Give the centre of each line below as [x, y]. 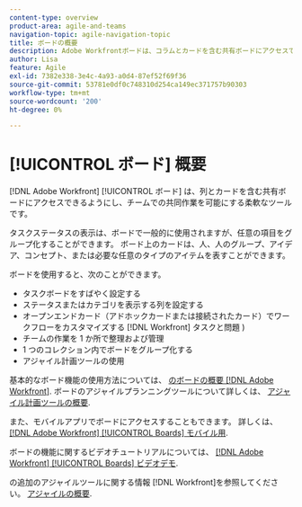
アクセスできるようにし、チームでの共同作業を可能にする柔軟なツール [162, 202]
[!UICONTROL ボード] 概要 [108, 165]
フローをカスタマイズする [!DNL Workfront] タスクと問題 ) [138, 327]
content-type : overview [54, 18]
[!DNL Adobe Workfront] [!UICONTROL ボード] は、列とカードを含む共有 [144, 191]
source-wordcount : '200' [56, 101]
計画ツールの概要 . [58, 403]
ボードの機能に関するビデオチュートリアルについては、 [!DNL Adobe [137, 452]
